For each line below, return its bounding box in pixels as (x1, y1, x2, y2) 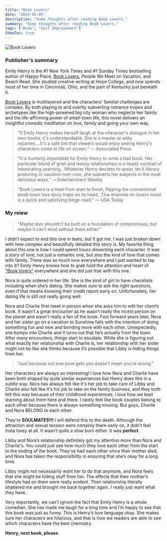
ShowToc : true (5, 30, 35, 35)
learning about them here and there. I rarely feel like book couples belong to (5, 397, 161, 403)
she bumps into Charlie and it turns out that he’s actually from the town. (5, 329, 152, 335)
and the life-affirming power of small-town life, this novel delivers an (5, 115, 145, 121)
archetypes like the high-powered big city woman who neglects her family (5, 109, 158, 115)
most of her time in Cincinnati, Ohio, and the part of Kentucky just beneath (5, 84, 158, 90)
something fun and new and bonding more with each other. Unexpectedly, (5, 324, 158, 330)
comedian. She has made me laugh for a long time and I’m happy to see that (5, 504, 161, 510)
